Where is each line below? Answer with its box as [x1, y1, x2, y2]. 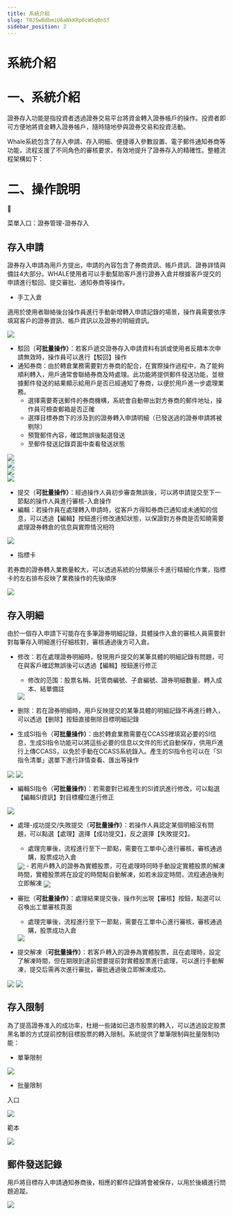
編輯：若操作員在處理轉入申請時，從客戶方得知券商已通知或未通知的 [17, 506, 212, 514]
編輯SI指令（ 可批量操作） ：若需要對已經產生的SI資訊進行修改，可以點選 [17, 785, 221, 793]
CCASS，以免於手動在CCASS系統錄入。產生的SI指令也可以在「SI [35, 747, 222, 756]
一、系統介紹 [7, 90, 81, 105]
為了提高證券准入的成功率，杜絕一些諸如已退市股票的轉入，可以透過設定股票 [7, 1021, 226, 1029]
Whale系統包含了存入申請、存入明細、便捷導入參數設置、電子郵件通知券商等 [7, 137, 226, 146]
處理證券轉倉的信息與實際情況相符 [17, 523, 115, 532]
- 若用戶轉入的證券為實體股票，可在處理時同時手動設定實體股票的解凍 [26, 862, 225, 870]
